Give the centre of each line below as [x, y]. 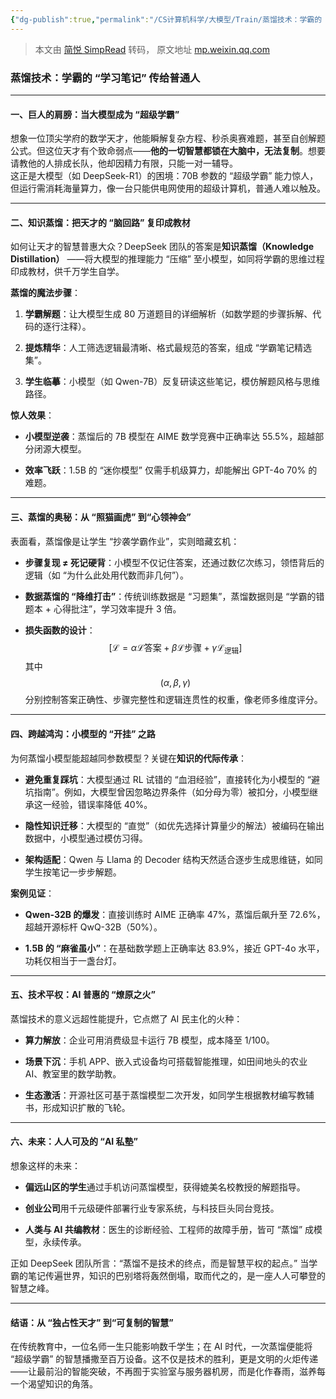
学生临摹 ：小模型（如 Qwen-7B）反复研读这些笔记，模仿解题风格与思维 [172, 382]
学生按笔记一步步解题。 [73, 872]
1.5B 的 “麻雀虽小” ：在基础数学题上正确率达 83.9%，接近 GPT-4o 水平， [174, 948]
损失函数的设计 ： [60, 630]
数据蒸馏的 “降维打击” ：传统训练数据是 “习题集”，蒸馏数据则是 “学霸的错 [174, 596]
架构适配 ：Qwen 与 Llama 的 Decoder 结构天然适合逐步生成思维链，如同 [173, 859]
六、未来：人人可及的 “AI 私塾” [74, 1142]
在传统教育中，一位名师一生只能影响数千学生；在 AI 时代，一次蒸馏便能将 [161, 1347]
